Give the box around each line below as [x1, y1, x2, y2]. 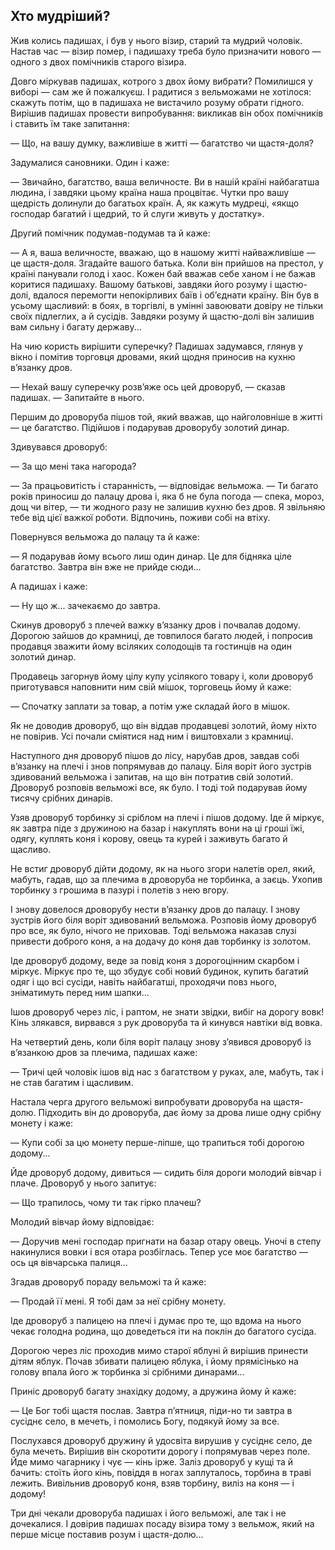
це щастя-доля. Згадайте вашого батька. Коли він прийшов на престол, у [10, 257, 324, 269]
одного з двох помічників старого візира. [10, 55, 187, 68]
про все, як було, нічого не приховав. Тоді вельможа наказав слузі [10, 924, 297, 936]
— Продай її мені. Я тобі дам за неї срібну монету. [10, 1295, 227, 1307]
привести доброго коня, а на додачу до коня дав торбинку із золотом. [10, 935, 312, 947]
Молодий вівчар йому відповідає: [10, 1215, 155, 1228]
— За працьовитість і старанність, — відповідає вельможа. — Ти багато [10, 479, 319, 491]
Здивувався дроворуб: [10, 440, 108, 453]
